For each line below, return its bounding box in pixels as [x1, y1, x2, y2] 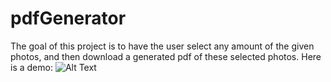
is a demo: [10, 61, 53, 73]
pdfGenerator [10, 7, 127, 30]
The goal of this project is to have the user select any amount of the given [10, 40, 315, 52]
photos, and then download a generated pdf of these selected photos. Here [10, 50, 322, 62]
